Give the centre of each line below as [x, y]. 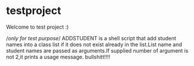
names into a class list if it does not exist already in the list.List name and [94, 44]
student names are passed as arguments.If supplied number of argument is [97, 50]
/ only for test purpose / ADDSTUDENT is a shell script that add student [91, 38]
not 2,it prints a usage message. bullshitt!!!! [58, 57]
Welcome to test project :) [37, 27]
